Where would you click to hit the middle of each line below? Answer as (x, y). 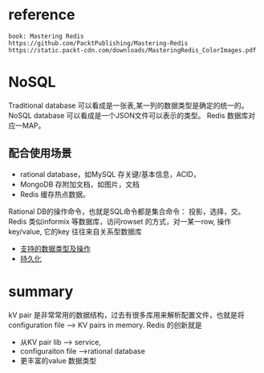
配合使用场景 (40, 153)
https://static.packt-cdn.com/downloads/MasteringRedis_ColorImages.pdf (132, 50)
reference (42, 15)
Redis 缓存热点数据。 (55, 194)
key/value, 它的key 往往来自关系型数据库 (75, 232)
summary (41, 291)
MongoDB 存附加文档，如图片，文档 (80, 184)
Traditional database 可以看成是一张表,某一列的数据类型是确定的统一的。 (128, 105)
